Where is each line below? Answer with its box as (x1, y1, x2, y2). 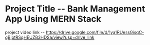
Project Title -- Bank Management (5, 3, 145, 14)
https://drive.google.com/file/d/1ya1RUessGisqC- (45, 29, 145, 35)
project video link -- (5, 29, 45, 35)
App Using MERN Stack (5, 13, 101, 24)
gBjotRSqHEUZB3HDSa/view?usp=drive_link (5, 34, 94, 40)
